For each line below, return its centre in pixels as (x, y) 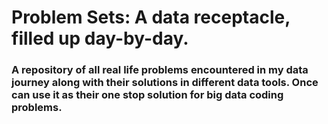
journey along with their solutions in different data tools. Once (165, 83)
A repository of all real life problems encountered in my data (160, 70)
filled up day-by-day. (100, 38)
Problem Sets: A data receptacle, (151, 17)
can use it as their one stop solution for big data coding (147, 95)
